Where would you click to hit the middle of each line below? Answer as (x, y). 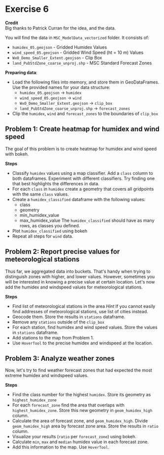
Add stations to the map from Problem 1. (53, 337)
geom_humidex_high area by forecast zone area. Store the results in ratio (85, 426)
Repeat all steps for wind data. (43, 236)
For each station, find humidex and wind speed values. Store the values (85, 327)
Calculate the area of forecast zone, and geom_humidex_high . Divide (80, 421)
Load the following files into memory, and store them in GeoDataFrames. (86, 82)
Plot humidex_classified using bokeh (50, 231)
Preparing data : (21, 72)
